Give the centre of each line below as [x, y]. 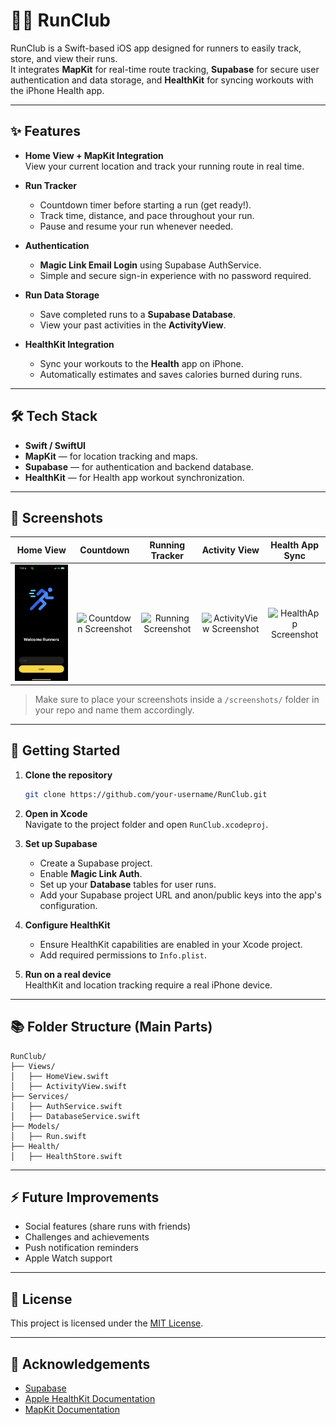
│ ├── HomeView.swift [60, 1076]
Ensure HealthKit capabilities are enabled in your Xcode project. [171, 944]
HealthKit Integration [69, 344]
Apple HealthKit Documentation [90, 1399]
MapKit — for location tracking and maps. [111, 456]
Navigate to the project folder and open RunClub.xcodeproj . [146, 824]
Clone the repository [68, 775]
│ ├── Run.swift [48, 1136]
